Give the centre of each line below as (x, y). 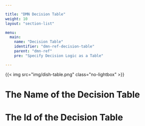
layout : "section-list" (30, 23)
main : (15, 37)
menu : (11, 32)
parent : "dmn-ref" (33, 51)
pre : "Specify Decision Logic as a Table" (59, 55)
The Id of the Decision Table (64, 117)
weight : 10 (16, 19)
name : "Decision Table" (39, 42)
